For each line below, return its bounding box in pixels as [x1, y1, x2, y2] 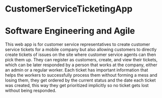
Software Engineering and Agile [5, 26, 135, 37]
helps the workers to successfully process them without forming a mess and [5, 72, 158, 78]
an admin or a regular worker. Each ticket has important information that [5, 67, 148, 73]
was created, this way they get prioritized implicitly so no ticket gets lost [5, 83, 149, 88]
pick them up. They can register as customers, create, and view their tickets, [5, 57, 158, 63]
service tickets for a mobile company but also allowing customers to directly [5, 47, 157, 53]
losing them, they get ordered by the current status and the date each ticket [5, 77, 156, 83]
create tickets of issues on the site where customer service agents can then [5, 52, 156, 57]
